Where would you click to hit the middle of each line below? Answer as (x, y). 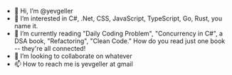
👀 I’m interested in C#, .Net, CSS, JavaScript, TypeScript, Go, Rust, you (118, 18)
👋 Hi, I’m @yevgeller (43, 11)
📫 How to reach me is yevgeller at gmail (73, 64)
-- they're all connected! (50, 48)
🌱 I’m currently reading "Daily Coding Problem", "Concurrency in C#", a (118, 33)
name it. (26, 26)
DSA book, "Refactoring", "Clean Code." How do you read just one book (120, 41)
